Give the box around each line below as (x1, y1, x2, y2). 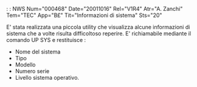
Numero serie (15, 68, 50, 75)
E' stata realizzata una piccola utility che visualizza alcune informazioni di (6, 24, 190, 30)
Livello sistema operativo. (15, 74, 80, 81)
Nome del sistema (15, 48, 61, 55)
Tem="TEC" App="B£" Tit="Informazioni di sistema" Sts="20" (6, 12, 162, 19)
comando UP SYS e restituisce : (6, 37, 86, 43)
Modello (15, 61, 36, 68)
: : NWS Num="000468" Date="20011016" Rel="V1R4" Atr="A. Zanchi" (6, 5, 183, 12)
